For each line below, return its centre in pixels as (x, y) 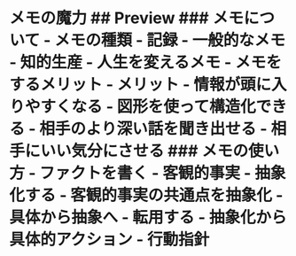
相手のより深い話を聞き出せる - (153, 129)
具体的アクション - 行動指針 (109, 240)
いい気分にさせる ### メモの (144, 151)
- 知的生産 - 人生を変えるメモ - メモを (145, 62)
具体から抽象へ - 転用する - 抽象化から (148, 217)
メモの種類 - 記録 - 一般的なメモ (170, 40)
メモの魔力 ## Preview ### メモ (126, 18)
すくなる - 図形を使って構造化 (148, 107)
